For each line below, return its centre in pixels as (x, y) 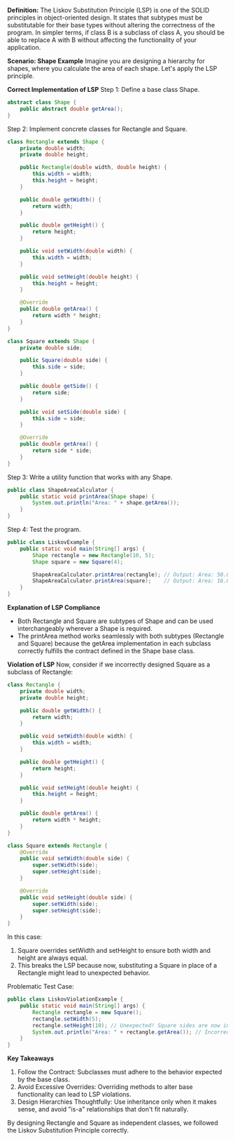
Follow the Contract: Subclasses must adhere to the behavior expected (120, 1072)
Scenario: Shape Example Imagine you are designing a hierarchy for (106, 61)
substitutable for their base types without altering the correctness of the (111, 25)
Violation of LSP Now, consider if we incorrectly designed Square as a (109, 665)
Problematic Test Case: (41, 987)
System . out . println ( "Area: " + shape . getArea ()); (106, 503)
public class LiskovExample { (51, 542)
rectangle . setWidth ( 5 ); (67, 1019)
